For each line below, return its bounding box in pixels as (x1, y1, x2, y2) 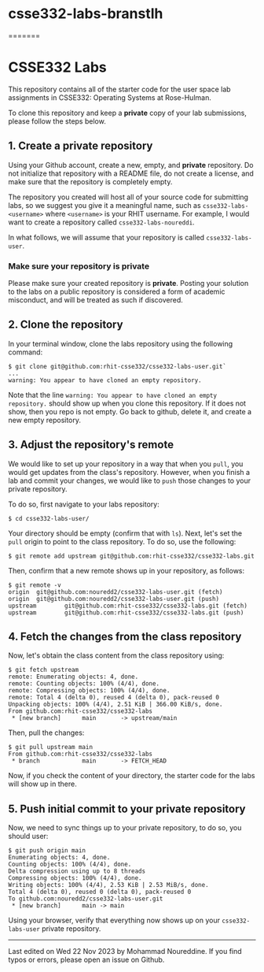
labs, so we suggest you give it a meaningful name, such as (8, 200, 202, 210)
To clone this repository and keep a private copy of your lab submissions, (8, 108, 247, 117)
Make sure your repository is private (8, 261, 150, 272)
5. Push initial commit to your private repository (8, 802, 246, 815)
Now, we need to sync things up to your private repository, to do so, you (8, 823, 242, 833)
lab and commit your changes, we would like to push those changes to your (8, 476, 251, 485)
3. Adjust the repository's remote (8, 438, 174, 451)
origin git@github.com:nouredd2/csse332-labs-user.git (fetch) (8, 588, 223, 595)
